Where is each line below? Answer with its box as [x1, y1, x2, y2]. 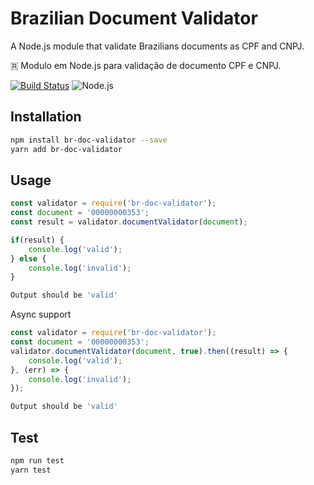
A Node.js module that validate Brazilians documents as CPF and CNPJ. [10, 40, 305, 52]
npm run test [10, 456, 65, 466]
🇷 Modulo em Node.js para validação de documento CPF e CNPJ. [10, 59, 282, 71]
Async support [10, 308, 72, 321]
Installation [10, 108, 82, 126]
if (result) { [10, 235, 65, 245]
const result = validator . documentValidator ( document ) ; [10, 217, 248, 227]
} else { [10, 253, 47, 264]
